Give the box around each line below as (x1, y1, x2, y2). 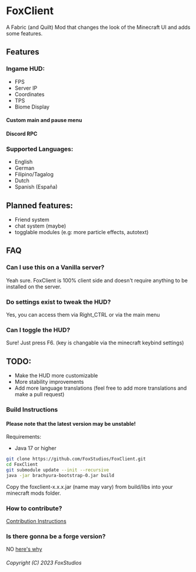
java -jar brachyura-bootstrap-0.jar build (6, 472, 115, 478)
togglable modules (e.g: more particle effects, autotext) (14, 228, 149, 235)
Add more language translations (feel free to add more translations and (14, 384, 187, 392)
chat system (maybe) (14, 222, 67, 229)
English (14, 158, 33, 166)
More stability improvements (14, 379, 84, 386)
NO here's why (6, 545, 42, 553)
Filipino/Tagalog (14, 171, 54, 178)
